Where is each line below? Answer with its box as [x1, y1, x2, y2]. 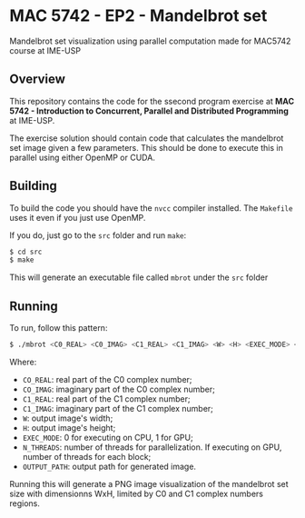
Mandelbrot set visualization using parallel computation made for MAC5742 [9, 35, 291, 46]
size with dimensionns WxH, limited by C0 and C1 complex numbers [9, 488, 263, 499]
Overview [9, 72, 66, 87]
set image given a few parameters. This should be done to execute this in [9, 142, 283, 153]
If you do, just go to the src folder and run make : [9, 229, 187, 241]
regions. [9, 498, 41, 509]
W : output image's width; [22, 413, 113, 423]
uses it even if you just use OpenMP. [9, 212, 146, 223]
